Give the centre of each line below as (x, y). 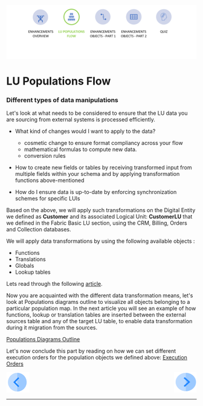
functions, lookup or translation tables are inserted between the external (96, 315)
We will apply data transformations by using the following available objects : (101, 241)
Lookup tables (33, 272)
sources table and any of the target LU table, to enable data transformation (99, 321)
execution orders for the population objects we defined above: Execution (97, 358)
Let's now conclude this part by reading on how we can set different (91, 351)
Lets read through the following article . (54, 284)
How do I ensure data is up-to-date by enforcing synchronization (96, 192)
